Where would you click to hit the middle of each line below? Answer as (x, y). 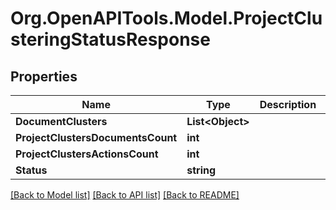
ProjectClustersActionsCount (87, 154)
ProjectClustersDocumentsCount (96, 137)
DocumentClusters (61, 121)
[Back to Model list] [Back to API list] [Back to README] (125, 195)
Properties (44, 76)
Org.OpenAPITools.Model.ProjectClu (166, 18)
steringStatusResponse (110, 39)
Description (288, 104)
